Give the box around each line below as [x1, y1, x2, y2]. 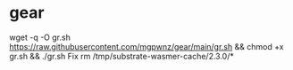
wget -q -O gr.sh [9, 32, 71, 43]
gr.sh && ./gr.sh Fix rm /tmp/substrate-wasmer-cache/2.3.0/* [9, 51, 234, 61]
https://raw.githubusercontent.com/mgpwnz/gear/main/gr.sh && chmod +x [9, 41, 284, 51]
